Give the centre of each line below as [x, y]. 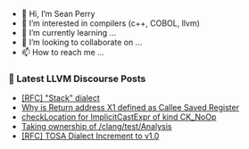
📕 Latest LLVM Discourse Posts [77, 79]
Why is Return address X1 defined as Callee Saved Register [130, 108]
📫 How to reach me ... [62, 52]
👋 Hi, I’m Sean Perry [58, 14]
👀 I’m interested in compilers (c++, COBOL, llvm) [110, 23]
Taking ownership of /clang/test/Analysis [96, 127]
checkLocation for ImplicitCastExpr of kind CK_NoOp [119, 117]
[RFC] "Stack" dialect [60, 98]
